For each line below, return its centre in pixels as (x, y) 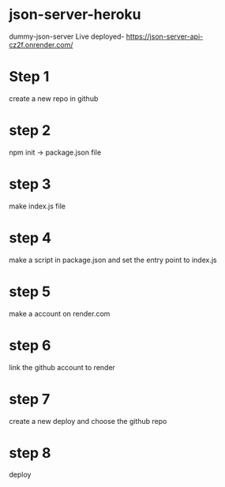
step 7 (30, 399)
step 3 (30, 184)
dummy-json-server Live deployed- (67, 36)
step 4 (30, 238)
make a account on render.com (60, 313)
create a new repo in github (54, 98)
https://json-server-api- (165, 36)
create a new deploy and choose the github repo (88, 421)
